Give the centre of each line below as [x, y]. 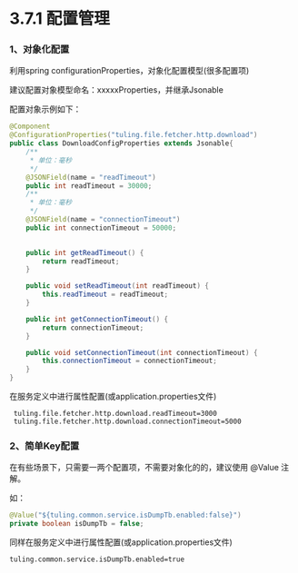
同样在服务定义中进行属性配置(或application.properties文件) [121, 542]
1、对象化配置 [40, 49]
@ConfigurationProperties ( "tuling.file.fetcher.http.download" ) [134, 135]
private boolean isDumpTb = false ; [77, 524]
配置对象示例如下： [45, 109]
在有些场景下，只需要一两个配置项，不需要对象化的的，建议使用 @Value [144, 468]
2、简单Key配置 [45, 446]
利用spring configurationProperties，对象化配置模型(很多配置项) [129, 71]
